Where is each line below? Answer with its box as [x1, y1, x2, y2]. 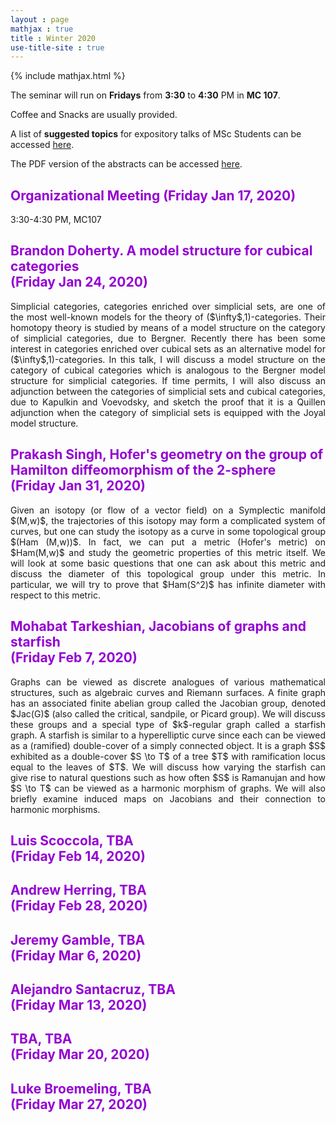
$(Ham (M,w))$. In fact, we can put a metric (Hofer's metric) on [10, 536, 326, 548]
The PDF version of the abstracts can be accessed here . [10, 158, 243, 170]
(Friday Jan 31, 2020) [10, 477, 147, 495]
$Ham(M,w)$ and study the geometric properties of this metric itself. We [10, 546, 326, 558]
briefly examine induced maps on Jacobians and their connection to [10, 792, 326, 805]
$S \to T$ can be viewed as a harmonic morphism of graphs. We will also [10, 782, 326, 794]
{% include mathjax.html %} [10, 70, 126, 82]
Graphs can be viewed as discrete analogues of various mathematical [10, 676, 326, 688]
